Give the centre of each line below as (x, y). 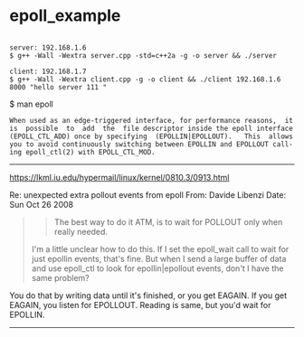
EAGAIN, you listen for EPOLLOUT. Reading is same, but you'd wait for (140, 304)
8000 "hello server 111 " (58, 87)
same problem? (60, 277)
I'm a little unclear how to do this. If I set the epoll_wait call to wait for (160, 248)
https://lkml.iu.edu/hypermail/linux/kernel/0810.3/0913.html (119, 177)
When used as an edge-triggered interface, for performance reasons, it (152, 120)
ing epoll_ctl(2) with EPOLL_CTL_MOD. (82, 152)
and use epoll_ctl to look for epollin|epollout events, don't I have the (157, 268)
